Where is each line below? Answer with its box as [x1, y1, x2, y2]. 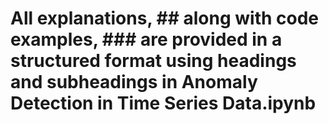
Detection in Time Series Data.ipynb [10, 92, 317, 115]
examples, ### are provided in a [10, 28, 283, 51]
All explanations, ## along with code [10, 7, 319, 30]
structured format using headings [10, 50, 297, 72]
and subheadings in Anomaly [10, 71, 258, 94]
